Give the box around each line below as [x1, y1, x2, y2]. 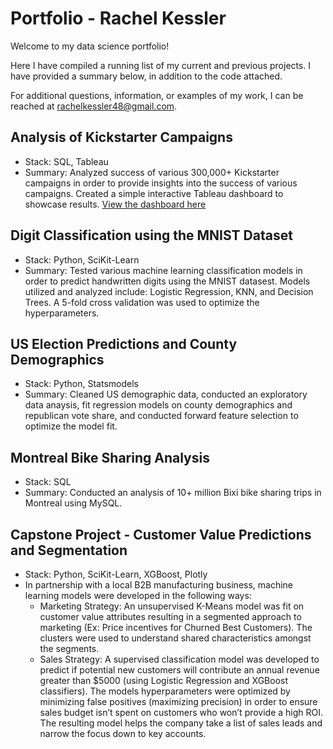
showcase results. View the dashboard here [24, 198, 207, 210]
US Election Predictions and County [10, 335, 238, 352]
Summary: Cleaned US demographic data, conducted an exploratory [24, 388, 308, 401]
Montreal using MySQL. [24, 497, 123, 509]
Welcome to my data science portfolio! [10, 40, 170, 52]
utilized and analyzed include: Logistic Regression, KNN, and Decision [24, 285, 314, 297]
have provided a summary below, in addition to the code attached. [10, 70, 283, 82]
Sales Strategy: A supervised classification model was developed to [39, 653, 320, 665]
